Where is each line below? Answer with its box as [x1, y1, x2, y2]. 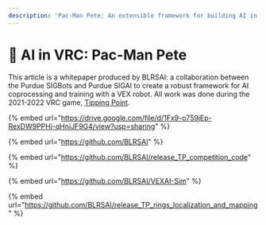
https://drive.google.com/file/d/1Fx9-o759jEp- [60, 113, 212, 122]
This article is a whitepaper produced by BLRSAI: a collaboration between [8, 72, 249, 82]
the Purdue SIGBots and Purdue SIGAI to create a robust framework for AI [8, 80, 249, 90]
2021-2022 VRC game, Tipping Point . [8, 97, 130, 107]
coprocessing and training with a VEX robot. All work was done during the [8, 89, 250, 99]
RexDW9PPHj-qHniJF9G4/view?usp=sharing [8, 121, 156, 131]
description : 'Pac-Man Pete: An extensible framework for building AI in [8, 11, 258, 20]
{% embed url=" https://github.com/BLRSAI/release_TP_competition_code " [8, 152, 252, 161]
